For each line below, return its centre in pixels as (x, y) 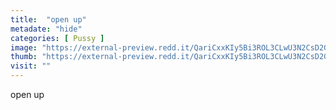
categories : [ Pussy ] (57, 38)
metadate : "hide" (46, 29)
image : (24, 47)
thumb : (24, 57)
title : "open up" (48, 19)
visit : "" (31, 66)
